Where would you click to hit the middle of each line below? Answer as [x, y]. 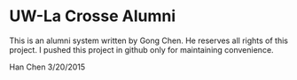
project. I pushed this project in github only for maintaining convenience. [141, 49]
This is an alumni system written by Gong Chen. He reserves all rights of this [148, 40]
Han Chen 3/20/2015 [47, 67]
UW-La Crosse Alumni [92, 16]
